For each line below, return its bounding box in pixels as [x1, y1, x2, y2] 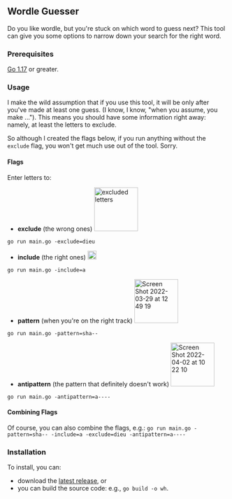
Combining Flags [7, 408, 58, 416]
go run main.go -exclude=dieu [7, 238, 96, 245]
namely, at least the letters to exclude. [7, 120, 117, 129]
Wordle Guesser [7, 6, 80, 17]
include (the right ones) [17, 253, 86, 261]
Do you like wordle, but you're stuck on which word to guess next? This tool [7, 24, 226, 32]
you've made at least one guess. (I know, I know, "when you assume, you [7, 106, 218, 114]
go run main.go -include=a [7, 266, 86, 274]
